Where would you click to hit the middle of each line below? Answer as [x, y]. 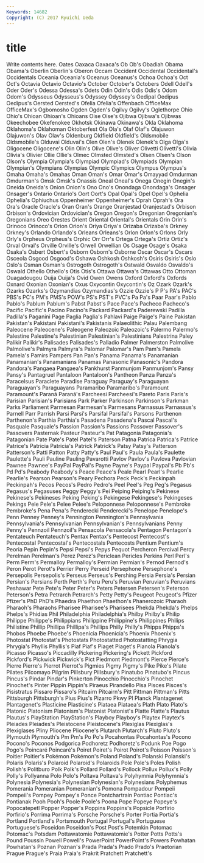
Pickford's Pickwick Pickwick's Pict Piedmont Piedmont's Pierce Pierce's [98, 659]
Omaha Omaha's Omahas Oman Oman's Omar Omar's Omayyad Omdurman [102, 175]
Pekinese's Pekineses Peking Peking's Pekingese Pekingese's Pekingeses [100, 498]
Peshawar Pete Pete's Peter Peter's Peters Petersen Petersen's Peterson [97, 589]
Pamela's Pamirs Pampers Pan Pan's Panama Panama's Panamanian [92, 355]
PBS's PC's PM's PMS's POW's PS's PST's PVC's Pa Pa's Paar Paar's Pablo [101, 297]
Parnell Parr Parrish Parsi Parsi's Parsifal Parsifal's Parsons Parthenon [94, 414]
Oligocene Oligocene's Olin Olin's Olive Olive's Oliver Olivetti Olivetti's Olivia [102, 148]
